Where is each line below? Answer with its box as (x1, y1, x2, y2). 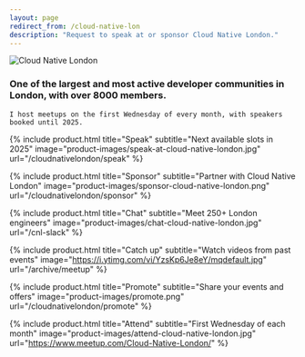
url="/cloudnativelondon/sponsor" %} (9, 190, 152, 201)
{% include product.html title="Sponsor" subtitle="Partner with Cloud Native (9, 170, 296, 182)
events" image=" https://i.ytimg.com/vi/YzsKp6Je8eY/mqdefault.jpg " (9, 253, 267, 264)
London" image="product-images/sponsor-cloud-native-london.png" (9, 180, 270, 191)
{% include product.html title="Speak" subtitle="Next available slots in (9, 134, 273, 144)
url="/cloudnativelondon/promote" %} (9, 301, 153, 312)
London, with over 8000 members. (9, 89, 167, 102)
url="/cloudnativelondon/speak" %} (9, 153, 144, 164)
